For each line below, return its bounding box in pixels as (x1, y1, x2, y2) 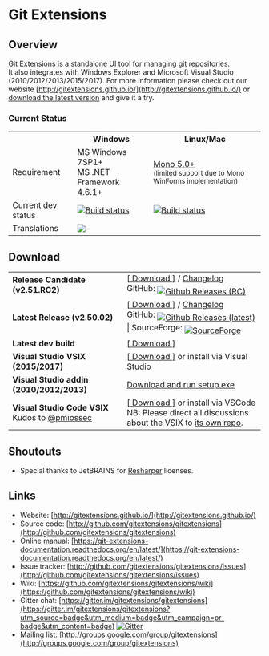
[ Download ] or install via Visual (126, 351, 248, 362)
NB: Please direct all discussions (126, 407, 249, 419)
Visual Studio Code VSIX (12, 403, 110, 414)
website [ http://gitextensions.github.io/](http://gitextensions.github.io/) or (8, 84, 251, 94)
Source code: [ (19, 519, 70, 528)
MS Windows (77, 147, 127, 158)
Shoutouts (8, 444, 62, 458)
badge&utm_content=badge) (19, 621, 115, 630)
